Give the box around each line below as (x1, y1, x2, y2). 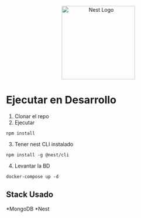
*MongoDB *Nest (6, 205, 50, 212)
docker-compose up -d (6, 173, 59, 179)
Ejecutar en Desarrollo (6, 93, 117, 107)
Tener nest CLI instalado (14, 140, 74, 147)
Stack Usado (6, 190, 54, 200)
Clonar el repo (14, 112, 49, 120)
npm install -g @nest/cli (6, 152, 69, 158)
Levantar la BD (14, 162, 50, 169)
